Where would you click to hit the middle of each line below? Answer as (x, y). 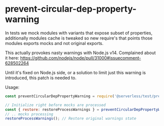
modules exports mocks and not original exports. (54, 43)
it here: (12, 58)
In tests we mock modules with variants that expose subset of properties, (79, 33)
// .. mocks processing (29, 114)
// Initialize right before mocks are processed (55, 105)
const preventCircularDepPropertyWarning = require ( (60, 96)
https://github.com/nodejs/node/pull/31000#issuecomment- (81, 58)
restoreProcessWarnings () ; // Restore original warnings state (71, 119)
